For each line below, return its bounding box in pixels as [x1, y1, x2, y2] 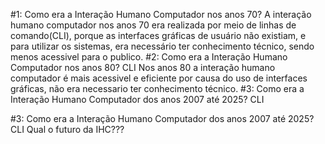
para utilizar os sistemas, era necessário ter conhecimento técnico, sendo [10, 40, 315, 52]
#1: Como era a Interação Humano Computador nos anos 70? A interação [10, 9, 312, 20]
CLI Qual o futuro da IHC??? [10, 124, 125, 135]
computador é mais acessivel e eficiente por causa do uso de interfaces [10, 72, 308, 84]
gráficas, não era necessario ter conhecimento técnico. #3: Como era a [10, 83, 305, 94]
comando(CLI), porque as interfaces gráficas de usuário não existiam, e [10, 30, 307, 41]
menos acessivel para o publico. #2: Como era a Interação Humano [10, 51, 288, 63]
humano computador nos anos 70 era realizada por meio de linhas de [10, 19, 297, 31]
